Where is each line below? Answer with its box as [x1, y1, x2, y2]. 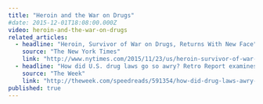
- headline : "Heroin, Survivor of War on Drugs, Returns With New [15, 41, 236, 48]
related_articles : [8, 33, 68, 41]
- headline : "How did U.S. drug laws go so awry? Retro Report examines [15, 63, 258, 70]
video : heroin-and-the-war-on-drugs [8, 26, 128, 34]
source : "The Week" [22, 70, 86, 77]
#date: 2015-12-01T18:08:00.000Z [8, 19, 117, 27]
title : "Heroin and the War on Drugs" [8, 11, 135, 20]
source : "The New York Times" [22, 48, 121, 56]
